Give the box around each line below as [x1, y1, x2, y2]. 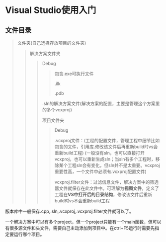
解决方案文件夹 [29, 51, 61, 56]
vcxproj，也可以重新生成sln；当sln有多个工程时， [54, 156, 156, 162]
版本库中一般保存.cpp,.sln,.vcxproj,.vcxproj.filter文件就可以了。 [5, 208, 134, 214]
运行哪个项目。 [13, 232, 45, 237]
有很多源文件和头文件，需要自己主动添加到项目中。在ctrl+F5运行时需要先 [5, 225, 155, 231]
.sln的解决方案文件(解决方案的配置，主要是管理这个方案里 [42, 100, 160, 106]
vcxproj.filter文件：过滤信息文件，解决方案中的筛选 [54, 179, 159, 185]
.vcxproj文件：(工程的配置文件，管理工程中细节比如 [54, 138, 160, 143]
